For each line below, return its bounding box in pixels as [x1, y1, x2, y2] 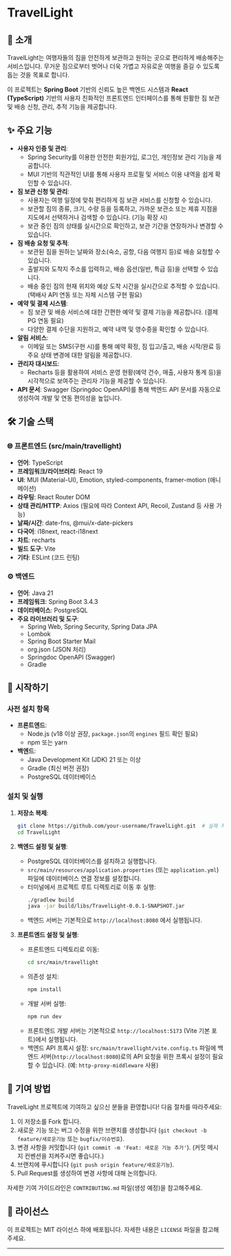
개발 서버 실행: [27, 1000, 67, 1008]
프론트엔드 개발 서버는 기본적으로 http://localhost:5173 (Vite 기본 [27, 1026, 210, 1034]
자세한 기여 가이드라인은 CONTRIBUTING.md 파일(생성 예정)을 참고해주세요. [7, 1183, 203, 1192]
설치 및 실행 [7, 792, 43, 802]
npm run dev [27, 1014, 62, 1020]
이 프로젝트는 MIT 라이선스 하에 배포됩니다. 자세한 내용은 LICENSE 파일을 [7, 1225, 201, 1233]
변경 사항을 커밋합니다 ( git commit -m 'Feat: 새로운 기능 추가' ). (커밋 [16, 1143, 206, 1151]
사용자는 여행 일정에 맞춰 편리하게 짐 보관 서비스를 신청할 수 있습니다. [27, 196, 213, 204]
